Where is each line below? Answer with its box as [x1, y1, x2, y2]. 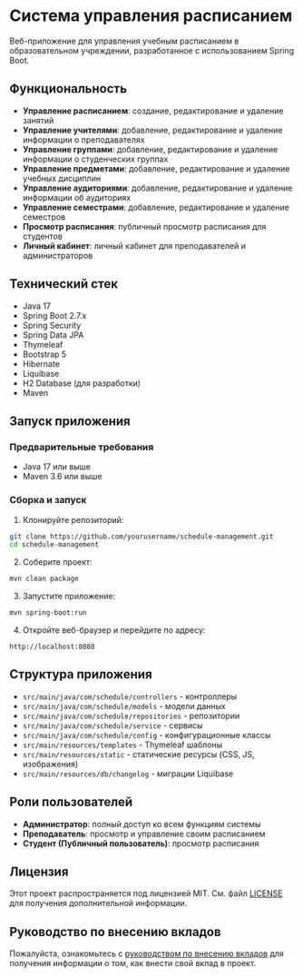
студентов [22, 231, 64, 242]
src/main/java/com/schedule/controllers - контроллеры [22, 691, 238, 702]
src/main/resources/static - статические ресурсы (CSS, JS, [22, 748, 256, 759]
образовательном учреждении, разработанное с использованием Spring [9, 44, 295, 55]
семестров [22, 211, 66, 222]
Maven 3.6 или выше [22, 471, 103, 482]
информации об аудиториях [22, 192, 132, 202]
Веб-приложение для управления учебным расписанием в [9, 35, 239, 46]
